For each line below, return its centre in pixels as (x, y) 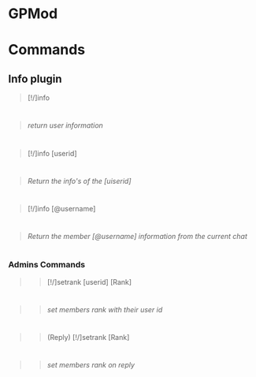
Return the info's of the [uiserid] (79, 181)
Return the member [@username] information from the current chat (137, 237)
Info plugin (35, 78)
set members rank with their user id (105, 309)
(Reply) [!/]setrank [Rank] (88, 338)
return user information (65, 125)
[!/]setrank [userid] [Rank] (89, 282)
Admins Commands (46, 265)
